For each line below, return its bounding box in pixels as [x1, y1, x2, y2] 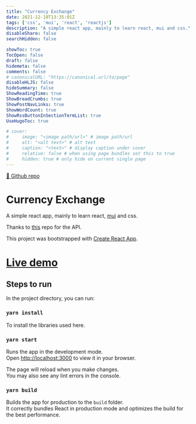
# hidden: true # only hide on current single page [6, 156, 146, 162]
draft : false [6, 57, 38, 64]
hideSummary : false [6, 85, 54, 91]
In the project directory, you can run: [6, 295, 95, 302]
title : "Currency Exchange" [6, 8, 75, 15]
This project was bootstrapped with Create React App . [6, 235, 138, 242]
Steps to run [6, 280, 52, 290]
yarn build [6, 387, 37, 393]
